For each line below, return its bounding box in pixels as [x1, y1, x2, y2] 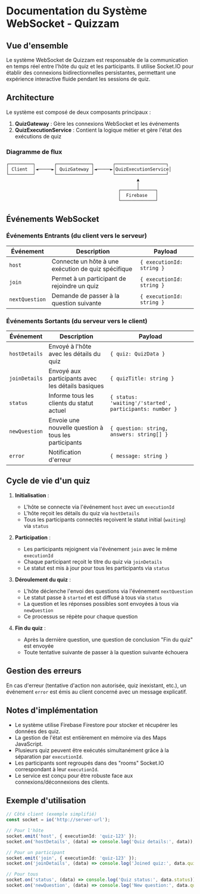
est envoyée [23, 642, 54, 649]
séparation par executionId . [14, 753, 83, 760]
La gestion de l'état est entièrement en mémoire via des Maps [14, 734, 167, 741]
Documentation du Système [6, 4, 148, 18]
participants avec [48, 375, 97, 383]
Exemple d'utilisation [6, 795, 86, 806]
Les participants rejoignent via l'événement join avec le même [23, 545, 177, 552]
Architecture [6, 92, 55, 103]
